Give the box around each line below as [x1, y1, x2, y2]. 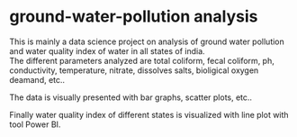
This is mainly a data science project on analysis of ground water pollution [9, 36, 285, 47]
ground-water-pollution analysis [9, 6, 258, 27]
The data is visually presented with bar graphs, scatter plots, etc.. [9, 92, 253, 103]
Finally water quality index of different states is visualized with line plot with [9, 109, 290, 120]
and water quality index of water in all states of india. [9, 45, 205, 56]
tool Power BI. [9, 119, 61, 130]
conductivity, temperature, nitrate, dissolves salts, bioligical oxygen [9, 65, 259, 76]
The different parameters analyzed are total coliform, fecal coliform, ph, [9, 55, 274, 66]
